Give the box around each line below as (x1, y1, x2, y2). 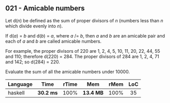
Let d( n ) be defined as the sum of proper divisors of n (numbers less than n (5, 17, 164, 23)
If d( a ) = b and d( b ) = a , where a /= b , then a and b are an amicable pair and (5, 32, 165, 39)
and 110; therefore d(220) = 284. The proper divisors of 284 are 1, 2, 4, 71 (5, 53, 159, 59)
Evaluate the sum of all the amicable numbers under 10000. (5, 68, 130, 75)
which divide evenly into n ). (5, 23, 63, 29)
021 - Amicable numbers (5, 4, 85, 13)
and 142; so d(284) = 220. (5, 58, 60, 65)
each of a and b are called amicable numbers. (5, 38, 102, 44)
